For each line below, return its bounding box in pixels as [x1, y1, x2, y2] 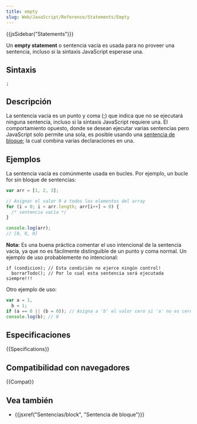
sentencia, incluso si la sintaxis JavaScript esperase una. [6, 48, 144, 55]
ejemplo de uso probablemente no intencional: [6, 254, 118, 261]
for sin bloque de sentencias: [6, 176, 76, 183]
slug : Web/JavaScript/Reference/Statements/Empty [6, 14, 130, 20]
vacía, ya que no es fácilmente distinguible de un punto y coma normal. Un [6, 248, 186, 255]
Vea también [6, 395, 53, 405]
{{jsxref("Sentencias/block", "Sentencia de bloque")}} [14, 411, 145, 418]
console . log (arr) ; [6, 225, 51, 231]
